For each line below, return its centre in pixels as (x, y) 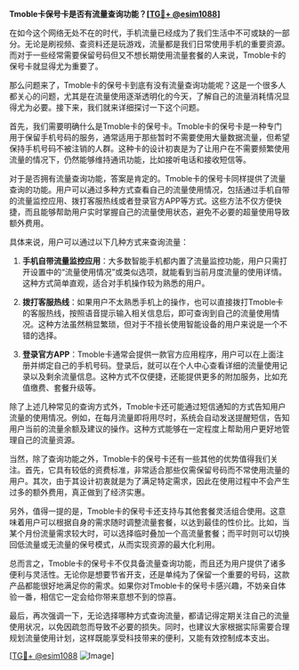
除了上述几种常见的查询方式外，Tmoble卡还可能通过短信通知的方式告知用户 (148, 407)
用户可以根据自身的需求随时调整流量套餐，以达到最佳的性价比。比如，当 (157, 522)
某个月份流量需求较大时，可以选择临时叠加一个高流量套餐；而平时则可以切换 (149, 533)
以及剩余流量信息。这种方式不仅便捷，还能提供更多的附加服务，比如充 (158, 376)
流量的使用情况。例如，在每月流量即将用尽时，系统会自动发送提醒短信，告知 (149, 418)
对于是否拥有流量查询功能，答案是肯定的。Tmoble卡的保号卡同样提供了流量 (148, 178)
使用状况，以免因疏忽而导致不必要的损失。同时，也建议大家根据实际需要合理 (149, 627)
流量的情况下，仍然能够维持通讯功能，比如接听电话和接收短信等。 (130, 160)
